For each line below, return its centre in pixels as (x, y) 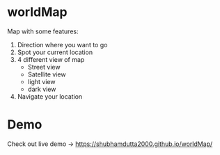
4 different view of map (51, 59)
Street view (44, 67)
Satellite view (47, 74)
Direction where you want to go (62, 44)
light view (41, 81)
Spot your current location (55, 52)
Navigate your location (50, 96)
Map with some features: (43, 31)
